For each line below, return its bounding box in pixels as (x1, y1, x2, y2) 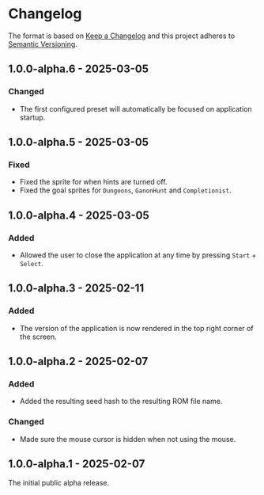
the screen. (19, 332, 57, 341)
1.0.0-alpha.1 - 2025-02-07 (8, 457, 145, 471)
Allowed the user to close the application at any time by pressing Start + (19, 250, 257, 260)
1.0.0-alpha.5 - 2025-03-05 (8, 135, 149, 149)
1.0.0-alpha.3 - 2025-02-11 (8, 282, 145, 295)
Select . (19, 259, 43, 268)
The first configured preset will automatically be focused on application (19, 104, 253, 113)
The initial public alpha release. (8, 478, 110, 488)
